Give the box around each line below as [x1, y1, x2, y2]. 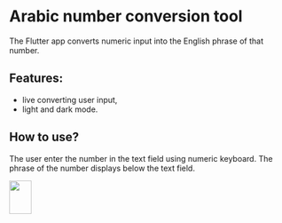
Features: [9, 71, 64, 86]
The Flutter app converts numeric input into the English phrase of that [9, 36, 264, 46]
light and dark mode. [21, 104, 98, 115]
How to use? [9, 130, 80, 145]
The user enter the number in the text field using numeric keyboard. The [9, 153, 273, 163]
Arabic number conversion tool [9, 6, 243, 27]
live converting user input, [21, 94, 118, 105]
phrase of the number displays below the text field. [9, 163, 195, 173]
